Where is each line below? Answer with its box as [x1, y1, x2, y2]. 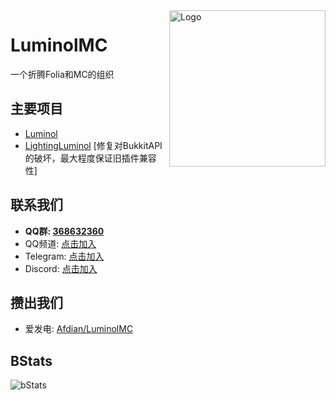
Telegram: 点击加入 [24, 250, 105, 262]
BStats [10, 352, 53, 369]
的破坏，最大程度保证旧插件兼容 [24, 152, 157, 164]
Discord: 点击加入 [24, 262, 98, 274]
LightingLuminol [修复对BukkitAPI [24, 139, 163, 151]
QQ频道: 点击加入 [24, 237, 97, 249]
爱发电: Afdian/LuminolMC [24, 323, 134, 335]
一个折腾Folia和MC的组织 [10, 68, 115, 80]
